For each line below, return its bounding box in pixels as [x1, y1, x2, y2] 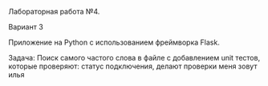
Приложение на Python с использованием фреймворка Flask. [8, 37, 221, 47]
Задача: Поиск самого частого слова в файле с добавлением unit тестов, [8, 53, 261, 62]
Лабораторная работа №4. [8, 7, 100, 16]
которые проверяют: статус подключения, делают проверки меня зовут [8, 61, 258, 71]
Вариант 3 [8, 22, 44, 31]
